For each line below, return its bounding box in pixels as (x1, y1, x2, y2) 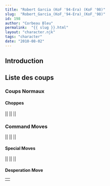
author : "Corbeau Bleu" (5, 20, 54, 26)
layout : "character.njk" (5, 30, 55, 35)
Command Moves (5, 123, 48, 130)
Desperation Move (5, 167, 43, 173)
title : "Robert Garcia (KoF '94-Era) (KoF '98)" (5, 7, 106, 12)
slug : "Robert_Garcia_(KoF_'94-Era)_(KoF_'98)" (5, 12, 106, 17)
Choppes (5, 100, 24, 106)
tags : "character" (5, 35, 42, 39)
